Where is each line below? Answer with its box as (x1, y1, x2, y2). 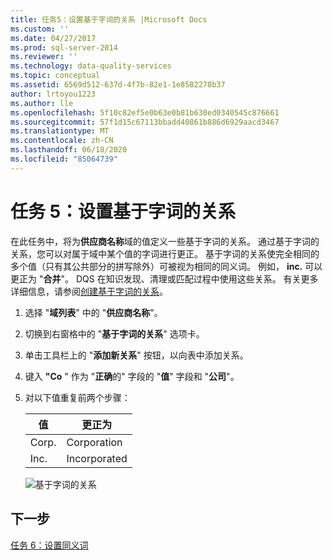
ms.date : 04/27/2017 (10, 33, 97, 43)
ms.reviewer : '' (10, 52, 78, 62)
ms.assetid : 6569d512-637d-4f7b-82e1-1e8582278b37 (10, 80, 226, 90)
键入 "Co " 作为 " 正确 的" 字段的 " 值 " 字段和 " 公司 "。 (24, 370, 240, 382)
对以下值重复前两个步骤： (24, 391, 131, 403)
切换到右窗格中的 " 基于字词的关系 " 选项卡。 (24, 327, 205, 340)
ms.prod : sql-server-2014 (10, 42, 118, 53)
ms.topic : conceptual (10, 71, 101, 81)
